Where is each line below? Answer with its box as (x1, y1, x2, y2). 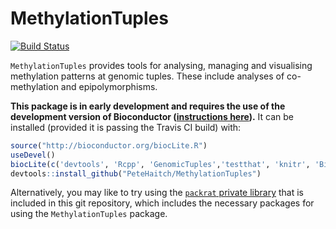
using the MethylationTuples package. (10, 208, 168, 220)
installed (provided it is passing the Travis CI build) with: (10, 121, 242, 133)
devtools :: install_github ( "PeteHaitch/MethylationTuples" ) (10, 168, 262, 179)
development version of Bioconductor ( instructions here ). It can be (10, 110, 295, 122)
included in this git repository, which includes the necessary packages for (10, 197, 315, 209)
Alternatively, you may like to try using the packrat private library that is (10, 187, 304, 199)
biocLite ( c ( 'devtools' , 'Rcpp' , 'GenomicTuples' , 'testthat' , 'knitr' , (10, 159, 311, 169)
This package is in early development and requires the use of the (10, 100, 286, 112)
